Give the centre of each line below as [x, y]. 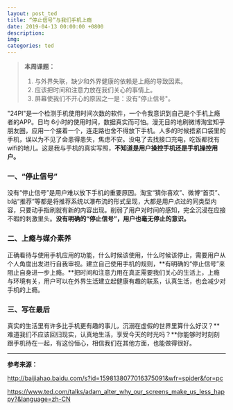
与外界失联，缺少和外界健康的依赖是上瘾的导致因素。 [111, 81]
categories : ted [31, 46]
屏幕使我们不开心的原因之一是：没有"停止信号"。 [104, 99]
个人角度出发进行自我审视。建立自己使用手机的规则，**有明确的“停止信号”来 [116, 264]
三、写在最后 [29, 309]
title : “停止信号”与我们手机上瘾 [50, 20]
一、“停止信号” [32, 176]
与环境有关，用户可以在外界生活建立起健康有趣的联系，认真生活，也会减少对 [116, 281]
